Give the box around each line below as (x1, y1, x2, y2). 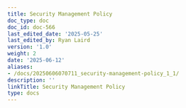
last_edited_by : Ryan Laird (7, 37, 91, 44)
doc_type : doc (7, 17, 50, 24)
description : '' (7, 76, 55, 84)
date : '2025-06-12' (7, 57, 65, 64)
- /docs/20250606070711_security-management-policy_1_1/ (7, 70, 180, 77)
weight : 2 (7, 50, 37, 58)
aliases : (7, 63, 33, 70)
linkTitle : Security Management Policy (7, 83, 126, 90)
